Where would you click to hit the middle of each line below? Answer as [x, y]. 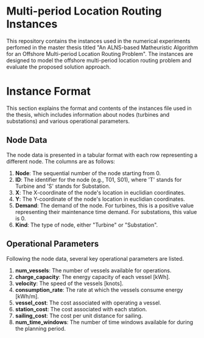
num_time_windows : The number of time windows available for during [104, 322]
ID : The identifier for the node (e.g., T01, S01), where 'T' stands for [98, 179]
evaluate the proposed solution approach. [59, 67]
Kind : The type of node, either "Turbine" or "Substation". [86, 225]
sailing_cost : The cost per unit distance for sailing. [79, 316]
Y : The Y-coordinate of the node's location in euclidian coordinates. [100, 199]
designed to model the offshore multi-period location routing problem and [99, 60]
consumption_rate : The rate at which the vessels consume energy [99, 289]
